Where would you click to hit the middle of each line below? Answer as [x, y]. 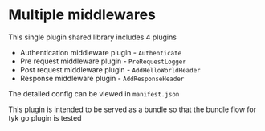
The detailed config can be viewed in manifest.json [94, 93]
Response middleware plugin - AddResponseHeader [102, 78]
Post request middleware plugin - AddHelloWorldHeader [110, 69]
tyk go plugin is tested [45, 117]
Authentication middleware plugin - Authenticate [101, 52]
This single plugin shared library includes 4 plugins [92, 37]
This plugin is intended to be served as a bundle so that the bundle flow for [132, 109]
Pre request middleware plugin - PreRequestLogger [103, 61]
